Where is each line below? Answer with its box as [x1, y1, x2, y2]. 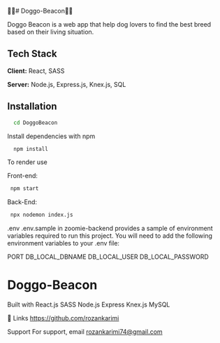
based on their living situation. [7, 28, 94, 36]
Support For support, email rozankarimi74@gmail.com [7, 328, 163, 336]
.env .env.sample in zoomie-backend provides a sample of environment [7, 224, 213, 233]
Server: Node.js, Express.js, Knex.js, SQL [7, 80, 126, 88]
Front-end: [7, 172, 38, 180]
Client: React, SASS [7, 67, 65, 75]
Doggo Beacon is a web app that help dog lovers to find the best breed [7, 20, 212, 28]
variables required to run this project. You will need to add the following [7, 231, 213, 240]
